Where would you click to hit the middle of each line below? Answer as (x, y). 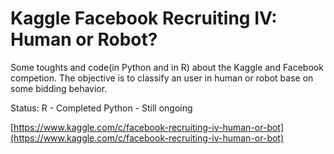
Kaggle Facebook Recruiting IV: (144, 18)
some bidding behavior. (59, 88)
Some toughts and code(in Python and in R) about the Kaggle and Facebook (167, 67)
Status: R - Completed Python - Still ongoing (101, 108)
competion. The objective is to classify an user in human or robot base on (162, 78)
